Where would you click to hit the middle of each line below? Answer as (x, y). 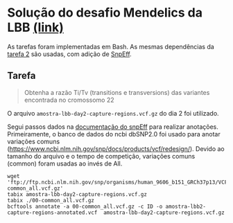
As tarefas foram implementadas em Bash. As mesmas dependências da (111, 46)
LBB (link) (35, 27)
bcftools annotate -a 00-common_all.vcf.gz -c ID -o (85, 206)
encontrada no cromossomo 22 (69, 100)
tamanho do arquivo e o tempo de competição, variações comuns (101, 156)
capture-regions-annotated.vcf (52, 213)
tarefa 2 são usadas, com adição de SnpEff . (69, 54)
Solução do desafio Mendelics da (105, 13)
